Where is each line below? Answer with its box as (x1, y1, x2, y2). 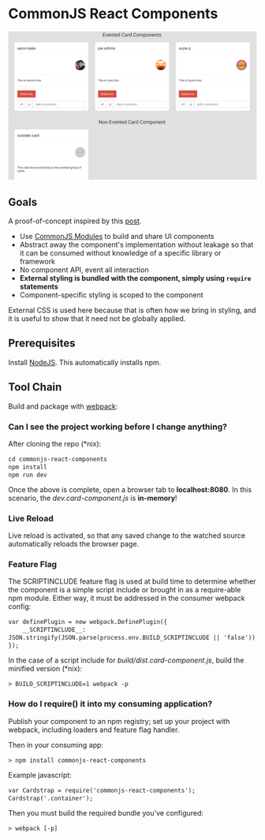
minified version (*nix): (8, 664, 83, 674)
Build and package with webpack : (8, 401, 118, 411)
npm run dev (8, 471, 47, 479)
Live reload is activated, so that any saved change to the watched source (8, 531, 246, 540)
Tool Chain (8, 380, 62, 394)
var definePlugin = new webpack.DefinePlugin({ (8, 618, 168, 626)
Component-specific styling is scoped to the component (19, 289, 203, 300)
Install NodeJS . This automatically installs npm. (8, 357, 162, 367)
